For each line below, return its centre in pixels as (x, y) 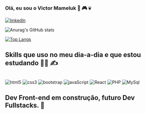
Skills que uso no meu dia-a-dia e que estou (73, 55)
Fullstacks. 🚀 (25, 105)
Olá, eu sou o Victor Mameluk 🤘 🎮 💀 (48, 8)
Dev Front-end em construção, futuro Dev (70, 98)
